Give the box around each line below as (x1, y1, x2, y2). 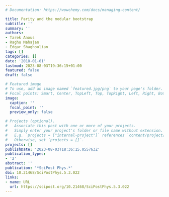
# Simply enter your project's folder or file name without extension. (5, 128, 163, 133)
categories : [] (5, 54, 37, 59)
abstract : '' (5, 161, 33, 166)
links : (5, 174, 19, 180)
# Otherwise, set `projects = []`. (5, 137, 84, 142)
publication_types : (5, 151, 46, 156)
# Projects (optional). (5, 119, 55, 124)
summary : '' (5, 26, 30, 31)
